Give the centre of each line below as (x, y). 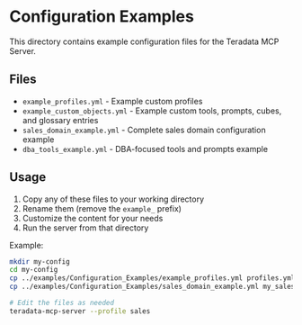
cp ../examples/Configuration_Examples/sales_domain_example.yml (134, 287)
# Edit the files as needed (62, 303)
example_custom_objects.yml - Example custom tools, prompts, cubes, (152, 111)
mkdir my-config (40, 262)
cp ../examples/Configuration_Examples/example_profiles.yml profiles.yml (152, 278)
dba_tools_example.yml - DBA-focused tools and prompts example (145, 149)
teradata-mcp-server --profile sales (80, 311)
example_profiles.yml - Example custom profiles (112, 101)
